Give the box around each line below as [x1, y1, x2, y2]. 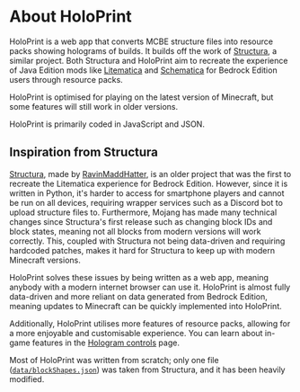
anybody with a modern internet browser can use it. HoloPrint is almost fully [9, 281, 291, 292]
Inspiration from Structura [9, 145, 159, 160]
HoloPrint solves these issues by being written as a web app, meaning [9, 272, 269, 282]
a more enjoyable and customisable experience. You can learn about [9, 327, 263, 338]
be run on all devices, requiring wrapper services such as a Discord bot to [9, 197, 283, 208]
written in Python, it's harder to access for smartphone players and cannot [9, 187, 285, 199]
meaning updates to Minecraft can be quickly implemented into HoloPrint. [9, 300, 282, 311]
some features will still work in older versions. [9, 101, 179, 111]
